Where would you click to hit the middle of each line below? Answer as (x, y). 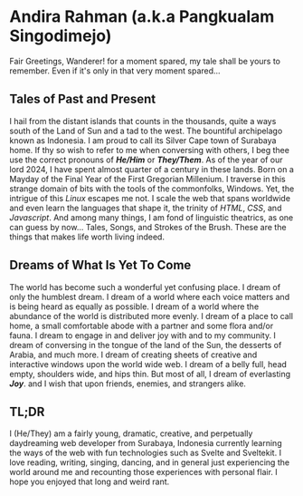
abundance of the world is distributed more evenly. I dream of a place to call (151, 316)
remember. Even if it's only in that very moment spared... (115, 71)
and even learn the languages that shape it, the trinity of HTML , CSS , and (146, 208)
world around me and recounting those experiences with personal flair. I (143, 472)
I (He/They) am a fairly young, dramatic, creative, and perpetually (131, 433)
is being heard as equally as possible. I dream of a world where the (134, 306)
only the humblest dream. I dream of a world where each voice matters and (150, 297)
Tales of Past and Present (83, 99)
